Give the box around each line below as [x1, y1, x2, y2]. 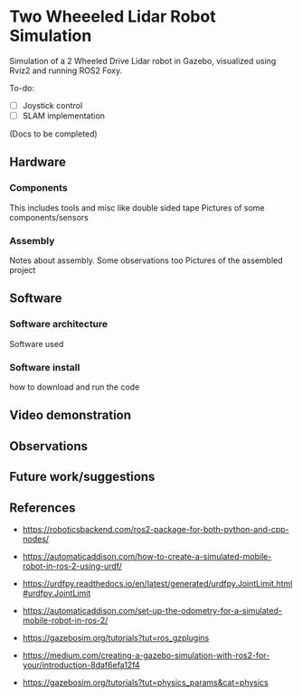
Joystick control [22, 99, 83, 110]
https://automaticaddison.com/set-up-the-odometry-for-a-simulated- [22, 606, 283, 617]
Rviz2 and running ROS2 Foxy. [9, 65, 123, 76]
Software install [9, 361, 80, 373]
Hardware [9, 155, 66, 170]
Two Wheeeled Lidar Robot [9, 6, 216, 27]
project [9, 265, 36, 276]
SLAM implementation [22, 110, 106, 121]
